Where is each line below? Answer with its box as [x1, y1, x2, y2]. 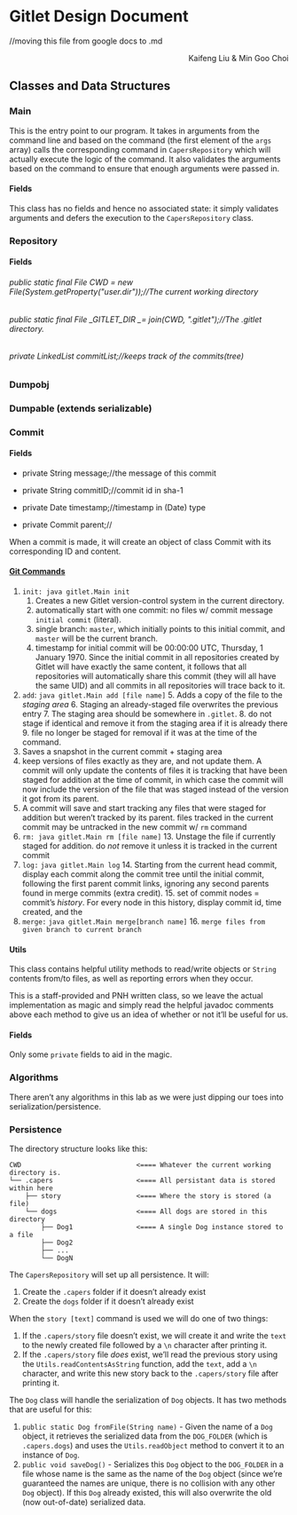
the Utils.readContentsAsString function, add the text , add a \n [21, 1359, 257, 1369]
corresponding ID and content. [9, 546, 121, 556]
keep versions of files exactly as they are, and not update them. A [21, 756, 262, 767]
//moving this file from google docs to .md [9, 36, 163, 46]
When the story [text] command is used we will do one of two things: [9, 1314, 269, 1324]
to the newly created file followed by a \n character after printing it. [21, 1340, 268, 1351]
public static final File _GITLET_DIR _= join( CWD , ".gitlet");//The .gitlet [9, 313, 262, 325]
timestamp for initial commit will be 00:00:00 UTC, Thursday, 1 [35, 643, 263, 653]
